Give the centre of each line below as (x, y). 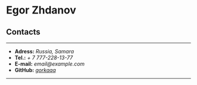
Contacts (23, 32)
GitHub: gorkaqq (35, 70)
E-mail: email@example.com (50, 64)
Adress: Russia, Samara (44, 51)
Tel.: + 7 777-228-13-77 (44, 57)
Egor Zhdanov (41, 10)
